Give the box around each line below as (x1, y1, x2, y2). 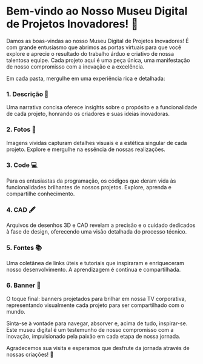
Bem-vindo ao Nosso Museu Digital (6, 4, 188, 18)
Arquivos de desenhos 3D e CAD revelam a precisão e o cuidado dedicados (6, 221, 196, 229)
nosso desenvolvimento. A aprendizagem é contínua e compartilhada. (6, 266, 181, 274)
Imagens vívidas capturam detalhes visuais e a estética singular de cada (6, 139, 187, 146)
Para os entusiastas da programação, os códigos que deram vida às (6, 177, 176, 184)
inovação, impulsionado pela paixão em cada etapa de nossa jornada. (6, 332, 181, 340)
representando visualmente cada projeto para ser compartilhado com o (6, 302, 185, 309)
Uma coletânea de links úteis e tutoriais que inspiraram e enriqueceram (6, 260, 185, 267)
